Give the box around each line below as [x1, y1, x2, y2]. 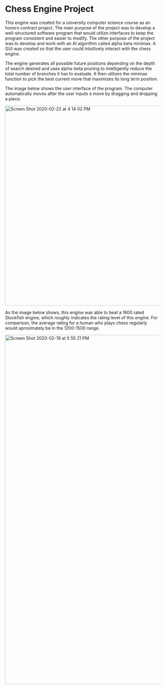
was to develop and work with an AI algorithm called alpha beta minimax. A [5, 40, 156, 46]
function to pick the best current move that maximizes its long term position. [5, 76, 159, 82]
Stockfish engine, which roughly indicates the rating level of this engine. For [5, 314, 158, 320]
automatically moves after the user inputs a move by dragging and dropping [5, 91, 158, 96]
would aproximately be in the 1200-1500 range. [5, 325, 100, 331]
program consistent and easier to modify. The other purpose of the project [5, 35, 155, 41]
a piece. [5, 95, 21, 101]
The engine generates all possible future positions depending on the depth [5, 60, 155, 66]
